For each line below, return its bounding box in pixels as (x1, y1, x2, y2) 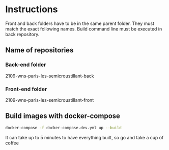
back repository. (5, 31, 40, 37)
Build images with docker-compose (5, 112, 121, 121)
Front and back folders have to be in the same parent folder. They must (5, 20, 154, 26)
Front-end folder (5, 85, 47, 93)
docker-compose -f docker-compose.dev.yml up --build (5, 125, 122, 130)
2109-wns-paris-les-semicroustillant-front (5, 97, 94, 103)
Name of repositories (5, 46, 74, 54)
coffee (5, 140, 19, 146)
